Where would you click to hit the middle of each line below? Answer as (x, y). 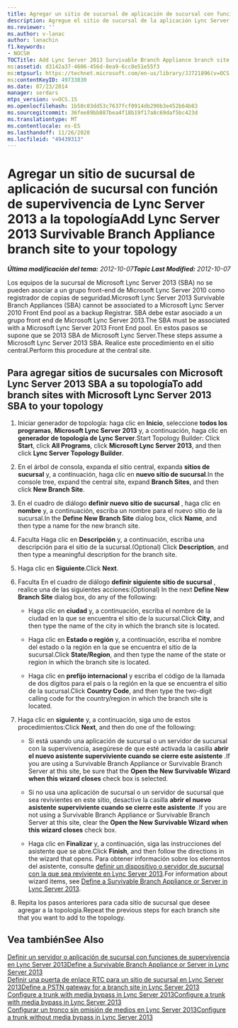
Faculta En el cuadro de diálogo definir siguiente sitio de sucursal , (117, 582)
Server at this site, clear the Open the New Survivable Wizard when (128, 822)
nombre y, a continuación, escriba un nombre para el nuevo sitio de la (120, 510)
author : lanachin (33, 40)
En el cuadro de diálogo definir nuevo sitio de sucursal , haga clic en (119, 503)
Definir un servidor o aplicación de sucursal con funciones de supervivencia (119, 956)
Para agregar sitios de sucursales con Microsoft (115, 373)
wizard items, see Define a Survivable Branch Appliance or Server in (128, 881)
